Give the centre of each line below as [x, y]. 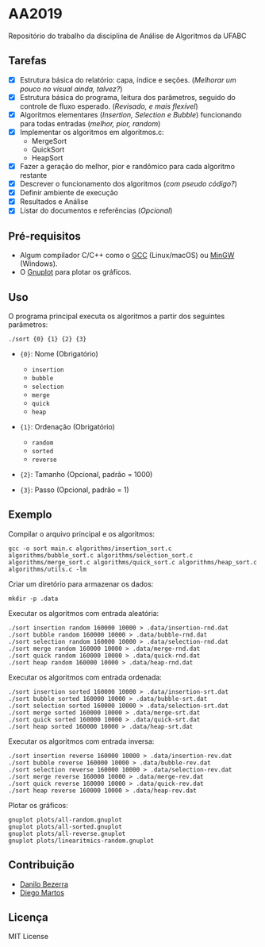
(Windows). [38, 264]
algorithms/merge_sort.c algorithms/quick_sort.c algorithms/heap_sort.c [133, 562]
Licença [29, 917]
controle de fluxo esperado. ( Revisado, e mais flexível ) [109, 106]
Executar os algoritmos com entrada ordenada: [85, 677]
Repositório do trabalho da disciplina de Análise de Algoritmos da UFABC [128, 36]
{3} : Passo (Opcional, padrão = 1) [74, 490]
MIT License [29, 937]
